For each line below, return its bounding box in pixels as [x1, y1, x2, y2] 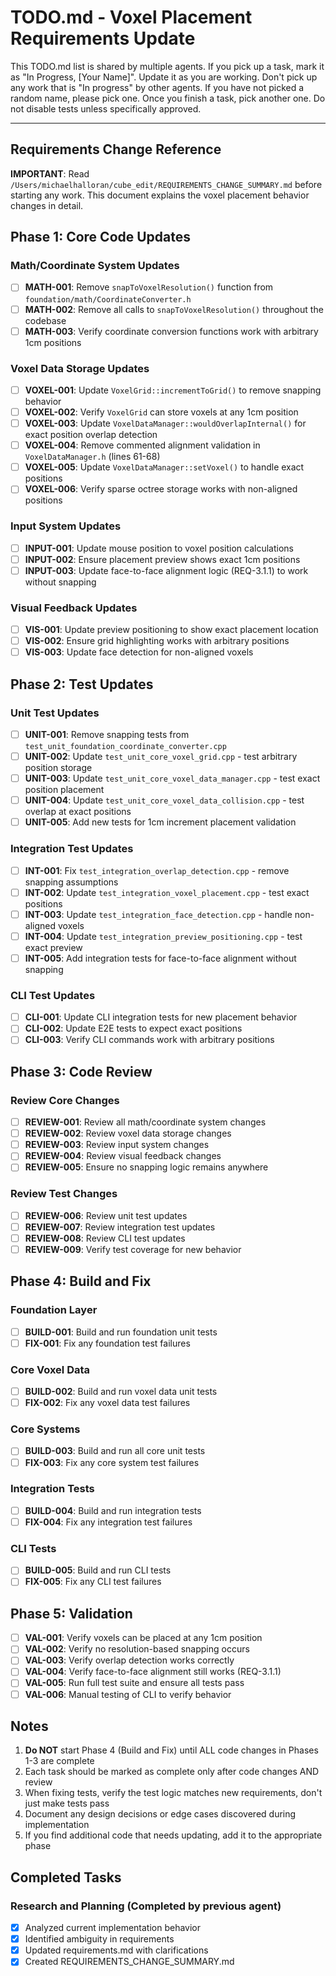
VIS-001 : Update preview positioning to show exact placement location [24, 624, 319, 636]
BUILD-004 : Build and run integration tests [24, 1504, 202, 1516]
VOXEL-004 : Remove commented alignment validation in [24, 439, 261, 451]
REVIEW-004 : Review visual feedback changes [24, 1150, 222, 1162]
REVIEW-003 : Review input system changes [24, 1139, 210, 1151]
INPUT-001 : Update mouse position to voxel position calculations [24, 542, 294, 554]
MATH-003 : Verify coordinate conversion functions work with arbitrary [24, 325, 319, 337]
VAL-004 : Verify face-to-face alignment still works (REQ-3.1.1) [24, 1666, 282, 1678]
